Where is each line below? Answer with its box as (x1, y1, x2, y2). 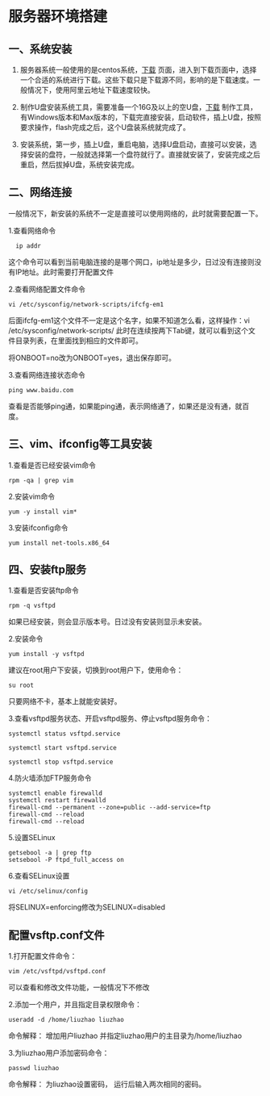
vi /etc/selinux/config (8, 887, 89, 896)
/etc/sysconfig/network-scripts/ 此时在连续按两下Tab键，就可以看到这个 (8, 325, 249, 335)
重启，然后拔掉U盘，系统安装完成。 (19, 160, 139, 169)
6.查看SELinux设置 (8, 871, 70, 881)
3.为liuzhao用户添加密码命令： (8, 1048, 110, 1058)
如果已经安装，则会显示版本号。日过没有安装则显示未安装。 (8, 617, 206, 626)
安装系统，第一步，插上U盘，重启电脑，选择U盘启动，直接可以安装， (19, 140, 250, 149)
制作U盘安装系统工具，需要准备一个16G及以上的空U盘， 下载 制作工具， (19, 102, 258, 111)
